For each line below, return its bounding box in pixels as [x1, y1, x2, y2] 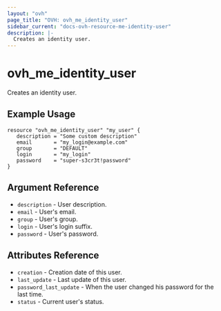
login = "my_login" [16, 151, 91, 158]
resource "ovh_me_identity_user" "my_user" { [7, 126, 140, 133]
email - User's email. [17, 207, 77, 216]
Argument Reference [7, 182, 99, 194]
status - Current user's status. [17, 297, 104, 305]
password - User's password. [17, 229, 99, 238]
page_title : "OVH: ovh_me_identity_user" [7, 17, 128, 23]
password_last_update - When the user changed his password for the [17, 283, 214, 291]
